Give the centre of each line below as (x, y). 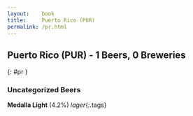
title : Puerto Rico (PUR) (51, 20)
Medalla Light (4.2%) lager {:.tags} (57, 105)
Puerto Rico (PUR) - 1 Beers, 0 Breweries (97, 55)
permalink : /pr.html (37, 27)
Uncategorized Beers (44, 90)
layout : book (31, 14)
